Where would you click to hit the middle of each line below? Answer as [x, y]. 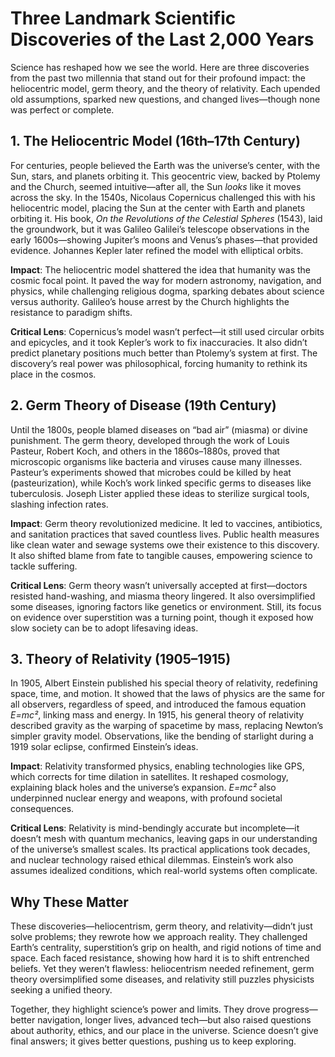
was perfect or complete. [62, 109]
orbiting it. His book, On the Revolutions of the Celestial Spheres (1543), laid [166, 218]
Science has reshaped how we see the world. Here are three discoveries [160, 67]
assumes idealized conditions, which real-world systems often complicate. [164, 871]
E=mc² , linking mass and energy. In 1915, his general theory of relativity [157, 715]
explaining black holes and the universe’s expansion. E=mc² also [143, 788]
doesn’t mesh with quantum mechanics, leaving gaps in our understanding [164, 839]
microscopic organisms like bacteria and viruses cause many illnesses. [156, 461]
